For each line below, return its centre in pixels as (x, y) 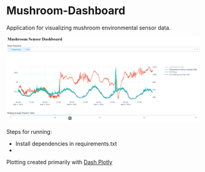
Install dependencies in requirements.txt (66, 143)
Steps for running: (29, 131)
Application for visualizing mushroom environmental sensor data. (88, 28)
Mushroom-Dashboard (66, 11)
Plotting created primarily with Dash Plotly (59, 162)
